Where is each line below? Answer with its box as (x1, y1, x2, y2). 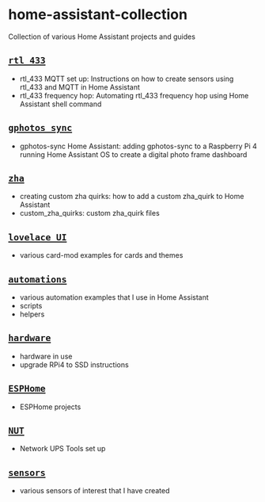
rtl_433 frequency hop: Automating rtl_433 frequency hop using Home (19, 90, 249, 100)
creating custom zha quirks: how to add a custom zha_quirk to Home (19, 192, 244, 201)
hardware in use (19, 351, 73, 361)
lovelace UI (8, 232, 67, 243)
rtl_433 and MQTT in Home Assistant (19, 82, 141, 92)
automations (8, 274, 67, 285)
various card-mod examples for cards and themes (19, 251, 184, 260)
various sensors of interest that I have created (19, 486, 170, 496)
